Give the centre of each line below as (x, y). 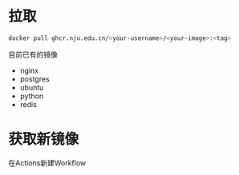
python (32, 96)
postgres (34, 79)
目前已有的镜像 (33, 54)
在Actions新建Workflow (47, 163)
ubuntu (32, 87)
